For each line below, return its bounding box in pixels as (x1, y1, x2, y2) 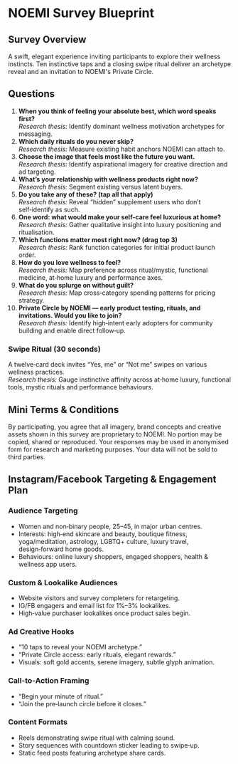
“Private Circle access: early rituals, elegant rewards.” (18, 650, 176, 659)
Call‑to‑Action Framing (8, 676, 90, 686)
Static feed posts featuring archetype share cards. (18, 748, 166, 757)
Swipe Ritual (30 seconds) (8, 344, 102, 354)
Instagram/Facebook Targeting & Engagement (8, 473, 217, 486)
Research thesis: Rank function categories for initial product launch (18, 243, 215, 251)
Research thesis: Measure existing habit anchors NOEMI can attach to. (18, 145, 225, 153)
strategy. (18, 295, 45, 304)
